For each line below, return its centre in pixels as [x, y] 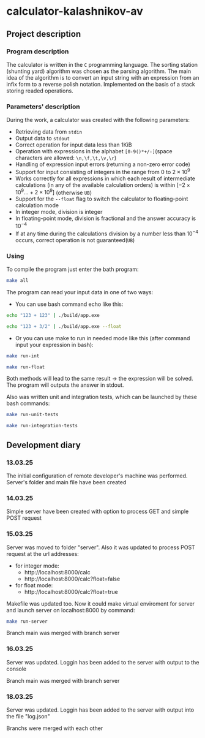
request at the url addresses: [43, 553]
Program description [38, 51]
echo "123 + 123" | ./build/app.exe [53, 315]
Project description [44, 34]
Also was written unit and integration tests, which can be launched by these [102, 397]
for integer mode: [37, 566]
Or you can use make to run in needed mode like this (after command [102, 338]
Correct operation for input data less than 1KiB [73, 145]
